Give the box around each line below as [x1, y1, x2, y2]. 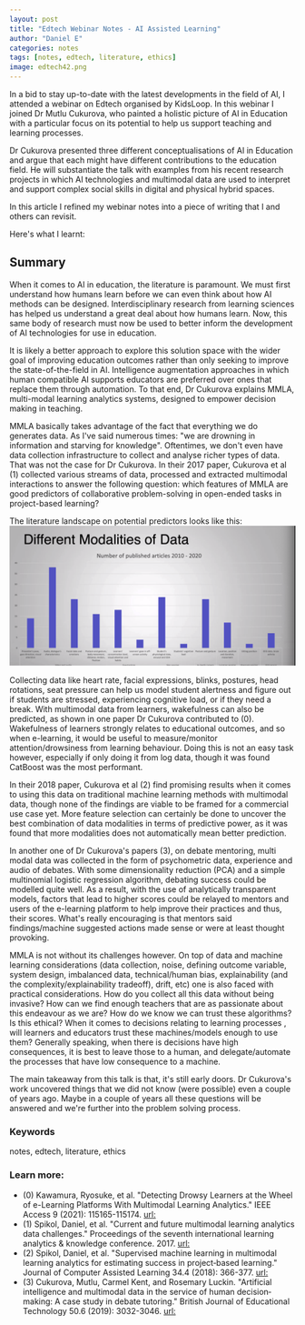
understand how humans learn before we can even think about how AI [9, 288, 272, 299]
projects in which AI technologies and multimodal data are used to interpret [9, 174, 290, 185]
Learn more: [9, 1169, 64, 1181]
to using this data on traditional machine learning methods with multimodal [9, 788, 289, 799]
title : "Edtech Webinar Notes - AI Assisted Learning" [9, 24, 221, 34]
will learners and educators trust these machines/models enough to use [9, 1027, 279, 1038]
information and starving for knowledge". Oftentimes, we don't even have [9, 439, 283, 450]
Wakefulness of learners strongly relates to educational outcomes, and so [9, 723, 286, 734]
